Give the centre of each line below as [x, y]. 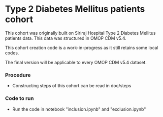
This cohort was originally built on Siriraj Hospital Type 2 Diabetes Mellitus [81, 33]
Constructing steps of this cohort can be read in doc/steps [72, 86]
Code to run [19, 98]
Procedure [18, 75]
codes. [12, 53]
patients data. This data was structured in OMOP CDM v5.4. [66, 38]
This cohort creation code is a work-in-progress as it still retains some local [82, 47]
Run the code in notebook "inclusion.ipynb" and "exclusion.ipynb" [79, 109]
